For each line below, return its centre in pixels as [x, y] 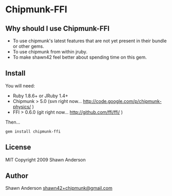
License [18, 147]
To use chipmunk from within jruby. [50, 52]
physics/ [22, 106]
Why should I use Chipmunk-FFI [58, 29]
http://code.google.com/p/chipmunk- [122, 101]
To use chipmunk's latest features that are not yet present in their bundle [90, 41]
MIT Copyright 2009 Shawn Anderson [45, 159]
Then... [13, 122]
